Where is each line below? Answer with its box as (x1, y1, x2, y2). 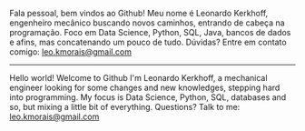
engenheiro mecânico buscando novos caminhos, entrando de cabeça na (9, 17, 285, 28)
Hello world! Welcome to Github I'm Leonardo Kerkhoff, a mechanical (9, 73, 268, 83)
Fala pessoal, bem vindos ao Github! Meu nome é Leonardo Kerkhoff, (9, 8, 269, 18)
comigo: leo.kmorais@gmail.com (9, 46, 132, 57)
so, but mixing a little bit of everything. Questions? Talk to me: (9, 102, 241, 112)
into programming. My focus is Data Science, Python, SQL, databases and (9, 92, 287, 103)
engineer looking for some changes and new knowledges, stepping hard (9, 82, 280, 93)
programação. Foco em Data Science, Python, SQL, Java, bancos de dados (9, 27, 291, 37)
